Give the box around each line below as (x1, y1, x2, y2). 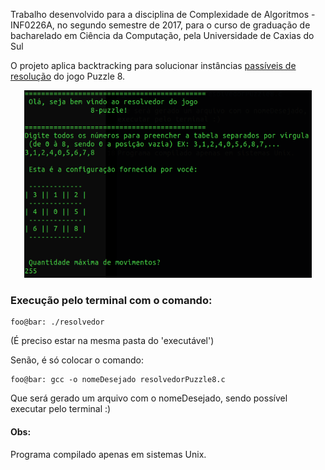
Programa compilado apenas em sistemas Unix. (10, 448, 207, 460)
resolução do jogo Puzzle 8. (10, 70, 126, 82)
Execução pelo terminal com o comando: (10, 293, 213, 307)
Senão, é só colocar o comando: (10, 354, 144, 366)
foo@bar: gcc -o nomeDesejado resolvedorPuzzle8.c (10, 375, 226, 385)
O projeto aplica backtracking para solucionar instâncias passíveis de (10, 60, 297, 71)
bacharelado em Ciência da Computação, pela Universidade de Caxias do (10, 30, 315, 41)
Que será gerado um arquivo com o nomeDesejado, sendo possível (10, 392, 288, 404)
